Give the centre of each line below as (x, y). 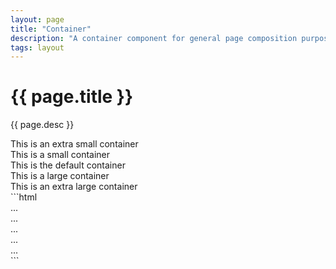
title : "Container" (51, 29)
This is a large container (60, 176)
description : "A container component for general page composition (154, 38)
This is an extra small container (74, 144)
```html (24, 197)
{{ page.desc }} (42, 125)
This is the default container (68, 165)
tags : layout (37, 47)
